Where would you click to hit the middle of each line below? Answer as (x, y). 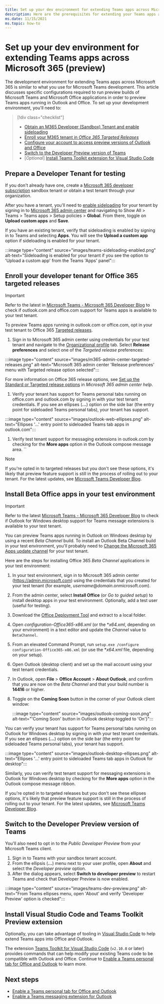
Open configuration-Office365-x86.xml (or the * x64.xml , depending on (83, 624)
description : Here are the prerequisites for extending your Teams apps (81, 14)
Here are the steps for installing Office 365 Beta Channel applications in (77, 560)
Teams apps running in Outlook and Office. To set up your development (77, 103)
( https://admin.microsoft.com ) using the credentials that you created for (84, 580)
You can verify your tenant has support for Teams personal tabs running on (81, 728)
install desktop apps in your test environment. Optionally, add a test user (85, 600)
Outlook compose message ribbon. (40, 784)
